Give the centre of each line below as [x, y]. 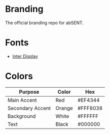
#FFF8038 [90, 108]
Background [22, 116]
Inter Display [25, 56]
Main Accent [22, 100]
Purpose [29, 92]
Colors [19, 76]
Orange [64, 108]
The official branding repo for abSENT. [44, 23]
